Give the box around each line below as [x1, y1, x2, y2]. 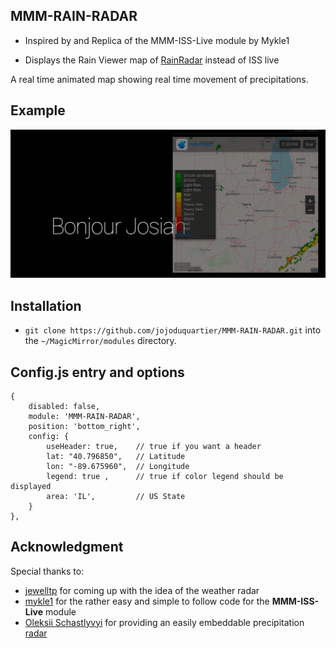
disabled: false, [28, 401, 101, 411]
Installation [10, 297, 82, 314]
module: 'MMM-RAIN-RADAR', [28, 411, 141, 421]
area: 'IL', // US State [46, 491, 186, 501]
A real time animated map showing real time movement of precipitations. [10, 73, 309, 85]
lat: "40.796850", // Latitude [46, 451, 186, 461]
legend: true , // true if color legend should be [46, 471, 284, 481]
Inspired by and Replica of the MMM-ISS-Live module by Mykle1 [24, 34, 290, 46]
